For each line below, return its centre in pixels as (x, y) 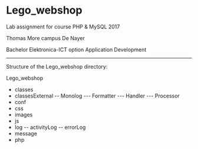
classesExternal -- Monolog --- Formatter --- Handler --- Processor (97, 96)
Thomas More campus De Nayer (46, 38)
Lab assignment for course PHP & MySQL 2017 (63, 27)
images (24, 114)
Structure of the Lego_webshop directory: (57, 66)
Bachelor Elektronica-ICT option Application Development (76, 49)
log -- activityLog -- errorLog (50, 127)
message (26, 133)
